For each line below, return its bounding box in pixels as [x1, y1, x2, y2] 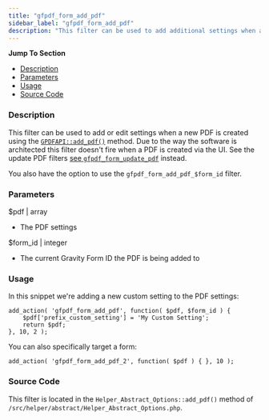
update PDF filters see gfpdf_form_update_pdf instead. [8, 153, 187, 162]
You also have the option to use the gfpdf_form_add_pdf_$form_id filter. [8, 169, 243, 178]
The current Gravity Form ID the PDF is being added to [19, 253, 200, 262]
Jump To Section [8, 49, 66, 58]
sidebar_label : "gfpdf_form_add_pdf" [8, 19, 134, 27]
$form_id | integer [8, 238, 68, 247]
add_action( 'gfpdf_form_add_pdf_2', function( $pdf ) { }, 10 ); [8, 358, 235, 366]
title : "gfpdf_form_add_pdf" [8, 11, 106, 20]
